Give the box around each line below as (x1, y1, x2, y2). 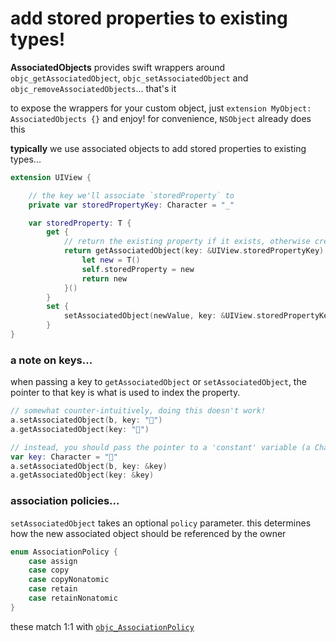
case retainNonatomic (28, 593, 118, 604)
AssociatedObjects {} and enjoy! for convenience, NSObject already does (10, 112, 312, 124)
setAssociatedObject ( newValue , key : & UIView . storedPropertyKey (63, 311, 333, 321)
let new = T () (81, 255, 141, 266)
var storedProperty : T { (28, 218, 132, 228)
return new (81, 273, 128, 284)
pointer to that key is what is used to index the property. (10, 387, 241, 399)
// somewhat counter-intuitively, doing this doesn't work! (10, 406, 267, 416)
